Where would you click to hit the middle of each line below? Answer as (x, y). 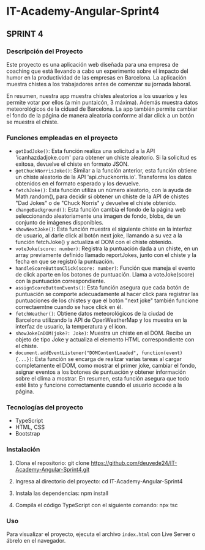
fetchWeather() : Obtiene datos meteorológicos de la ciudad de (94, 314)
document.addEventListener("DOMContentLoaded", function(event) (99, 353)
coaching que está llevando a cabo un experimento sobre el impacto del (97, 71)
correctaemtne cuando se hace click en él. (69, 307)
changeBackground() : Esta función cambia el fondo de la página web (100, 210)
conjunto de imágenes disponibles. (59, 223)
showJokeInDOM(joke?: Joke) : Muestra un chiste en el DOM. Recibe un (103, 333)
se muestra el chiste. (33, 122)
